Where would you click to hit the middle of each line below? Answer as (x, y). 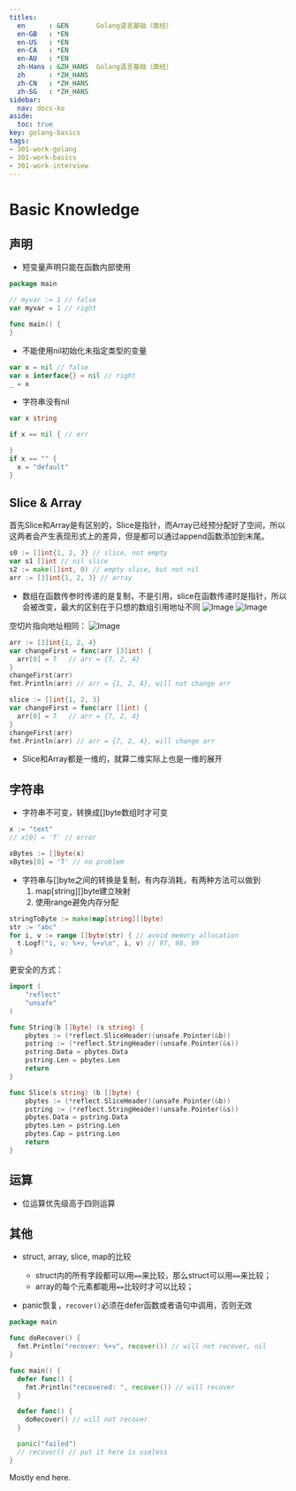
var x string (33, 419)
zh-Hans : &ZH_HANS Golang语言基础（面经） (95, 67)
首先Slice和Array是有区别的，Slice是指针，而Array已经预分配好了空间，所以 (147, 525)
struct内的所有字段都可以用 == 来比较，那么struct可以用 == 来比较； (153, 1276)
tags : (19, 141)
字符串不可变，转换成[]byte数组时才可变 (95, 812)
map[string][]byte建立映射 (83, 890)
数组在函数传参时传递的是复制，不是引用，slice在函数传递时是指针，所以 (154, 595)
